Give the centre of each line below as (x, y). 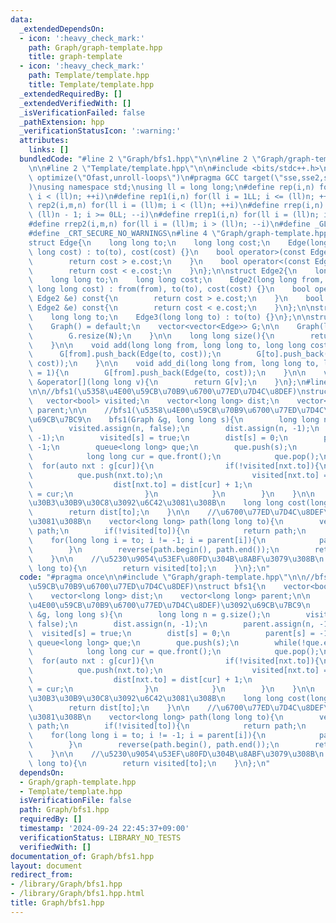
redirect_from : (42, 875)
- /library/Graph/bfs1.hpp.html (77, 894)
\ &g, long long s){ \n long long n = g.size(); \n (149, 614)
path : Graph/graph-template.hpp (95, 47)
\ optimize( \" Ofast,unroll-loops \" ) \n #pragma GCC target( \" (156, 177)
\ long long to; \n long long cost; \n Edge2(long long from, (176, 280)
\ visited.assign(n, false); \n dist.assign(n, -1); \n (174, 429)
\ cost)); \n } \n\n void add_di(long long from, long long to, (174, 364)
